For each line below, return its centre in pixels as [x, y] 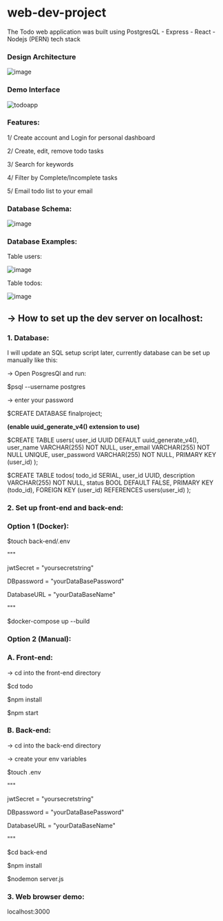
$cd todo [20, 686]
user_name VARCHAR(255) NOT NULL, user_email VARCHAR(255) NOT [109, 447]
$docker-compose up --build [49, 622]
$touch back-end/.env [39, 541]
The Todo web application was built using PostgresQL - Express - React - [111, 32]
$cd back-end [27, 852]
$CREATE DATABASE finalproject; [55, 414]
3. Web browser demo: [46, 896]
